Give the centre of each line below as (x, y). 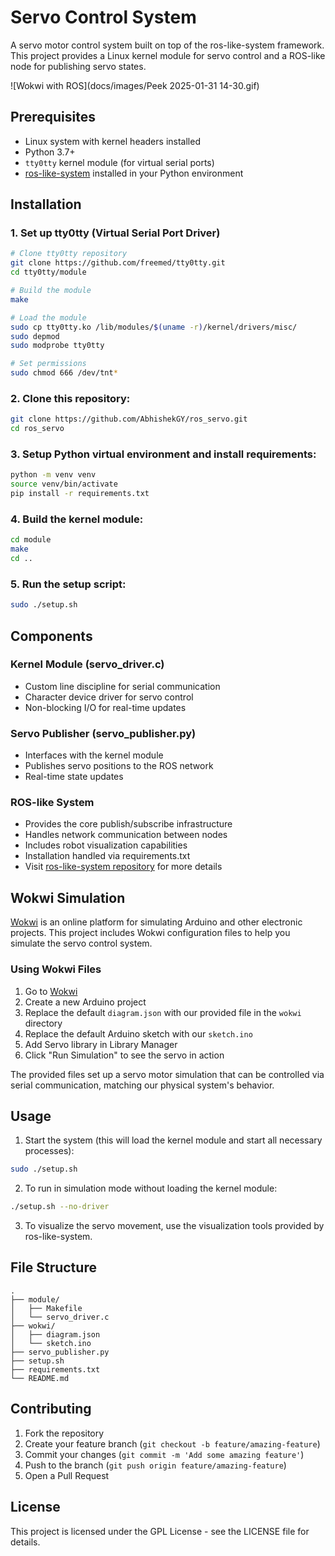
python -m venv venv (53, 475)
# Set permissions (48, 364)
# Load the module (48, 317)
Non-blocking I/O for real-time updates (105, 707)
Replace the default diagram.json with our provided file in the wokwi (163, 1012)
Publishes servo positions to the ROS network (119, 766)
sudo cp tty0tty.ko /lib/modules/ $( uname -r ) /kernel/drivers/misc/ (154, 327)
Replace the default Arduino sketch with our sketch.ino (138, 1033)
